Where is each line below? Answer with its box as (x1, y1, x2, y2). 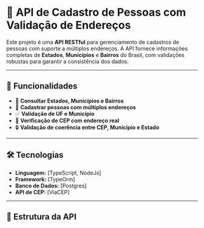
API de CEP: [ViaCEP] (15, 188, 70, 196)
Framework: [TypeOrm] (15, 175, 75, 183)
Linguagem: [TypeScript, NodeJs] (15, 169, 101, 176)
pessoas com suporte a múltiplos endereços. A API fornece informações (6, 45, 188, 52)
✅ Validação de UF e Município (15, 110, 95, 117)
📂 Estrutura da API (6, 212, 77, 222)
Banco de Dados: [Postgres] (15, 182, 87, 189)
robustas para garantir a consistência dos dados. (6, 58, 129, 65)
